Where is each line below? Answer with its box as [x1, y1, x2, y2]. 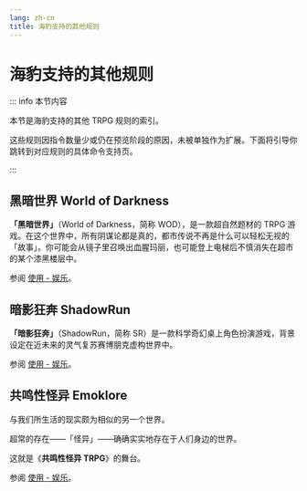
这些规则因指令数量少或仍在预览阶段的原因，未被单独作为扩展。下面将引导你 [9, 134, 298, 146]
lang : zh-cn [9, 13, 55, 23]
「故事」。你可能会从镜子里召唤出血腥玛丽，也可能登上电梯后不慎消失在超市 [9, 242, 294, 253]
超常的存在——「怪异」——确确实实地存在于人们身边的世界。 [9, 433, 242, 444]
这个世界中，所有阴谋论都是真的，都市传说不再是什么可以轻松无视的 [33, 230, 290, 242]
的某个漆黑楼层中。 [9, 253, 82, 265]
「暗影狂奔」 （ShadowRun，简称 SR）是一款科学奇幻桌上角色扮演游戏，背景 [9, 328, 295, 339]
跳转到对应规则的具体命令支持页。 [9, 146, 138, 157]
